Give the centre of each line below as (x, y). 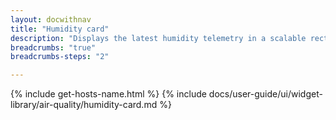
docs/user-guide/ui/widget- (265, 94)
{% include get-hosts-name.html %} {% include (108, 94)
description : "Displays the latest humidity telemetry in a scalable (158, 38)
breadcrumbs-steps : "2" (60, 57)
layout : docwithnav (51, 19)
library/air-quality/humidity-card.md (84, 105)
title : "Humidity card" (60, 29)
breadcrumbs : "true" (53, 47)
